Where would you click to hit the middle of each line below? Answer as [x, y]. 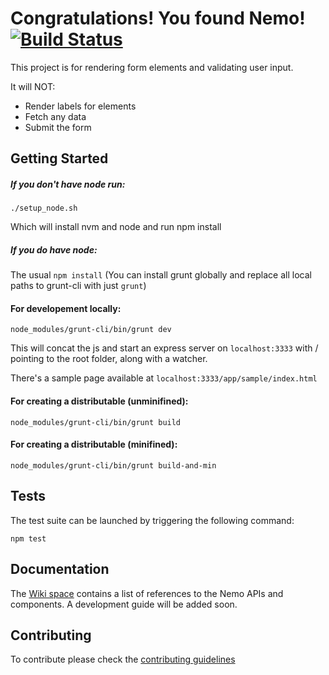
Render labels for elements [80, 106]
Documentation [60, 569]
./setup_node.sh [44, 208]
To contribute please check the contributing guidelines [123, 659]
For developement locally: [66, 308]
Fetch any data [55, 116]
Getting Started [59, 158]
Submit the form [58, 127]
